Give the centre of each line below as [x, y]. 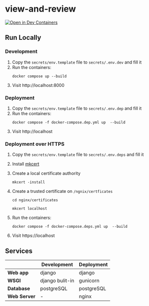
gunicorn [89, 281]
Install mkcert [26, 164]
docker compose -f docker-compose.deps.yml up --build [70, 227]
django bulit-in [57, 281]
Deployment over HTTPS [35, 144]
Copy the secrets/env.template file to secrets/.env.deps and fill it [78, 154]
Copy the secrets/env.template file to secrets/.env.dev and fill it [77, 62]
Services [19, 251]
